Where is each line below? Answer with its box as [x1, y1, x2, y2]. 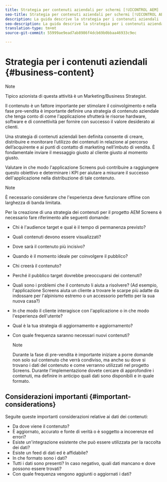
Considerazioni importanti [5, 392, 88, 401]
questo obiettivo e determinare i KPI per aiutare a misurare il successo [5, 169, 149, 175]
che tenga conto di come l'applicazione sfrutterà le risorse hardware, [5, 113, 147, 119]
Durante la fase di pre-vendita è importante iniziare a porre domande [12, 351, 154, 357]
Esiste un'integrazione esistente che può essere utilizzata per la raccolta [12, 439, 161, 445]
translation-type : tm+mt [5, 26, 57, 31]
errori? [12, 434, 26, 440]
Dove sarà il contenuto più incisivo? [12, 243, 85, 249]
